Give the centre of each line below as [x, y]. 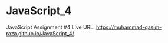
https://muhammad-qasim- [129, 27]
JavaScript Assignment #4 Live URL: [51, 27]
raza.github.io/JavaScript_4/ [40, 33]
